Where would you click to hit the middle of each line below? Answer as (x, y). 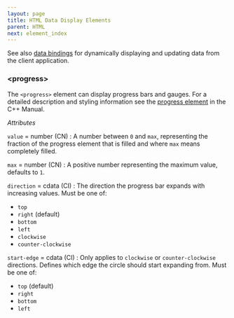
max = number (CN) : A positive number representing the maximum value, (112, 165)
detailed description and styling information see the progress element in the (117, 102)
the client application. (39, 61)
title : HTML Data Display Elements (59, 20)
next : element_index (37, 33)
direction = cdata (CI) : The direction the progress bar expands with (106, 186)
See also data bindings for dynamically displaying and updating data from (113, 53)
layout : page (26, 14)
